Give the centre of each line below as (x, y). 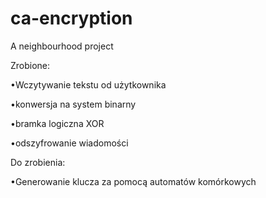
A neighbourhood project (62, 46)
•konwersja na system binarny (73, 104)
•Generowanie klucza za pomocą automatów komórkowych (133, 181)
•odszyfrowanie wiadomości (69, 143)
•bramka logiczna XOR (57, 123)
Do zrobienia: (38, 162)
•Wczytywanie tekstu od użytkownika (88, 84)
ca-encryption (71, 18)
